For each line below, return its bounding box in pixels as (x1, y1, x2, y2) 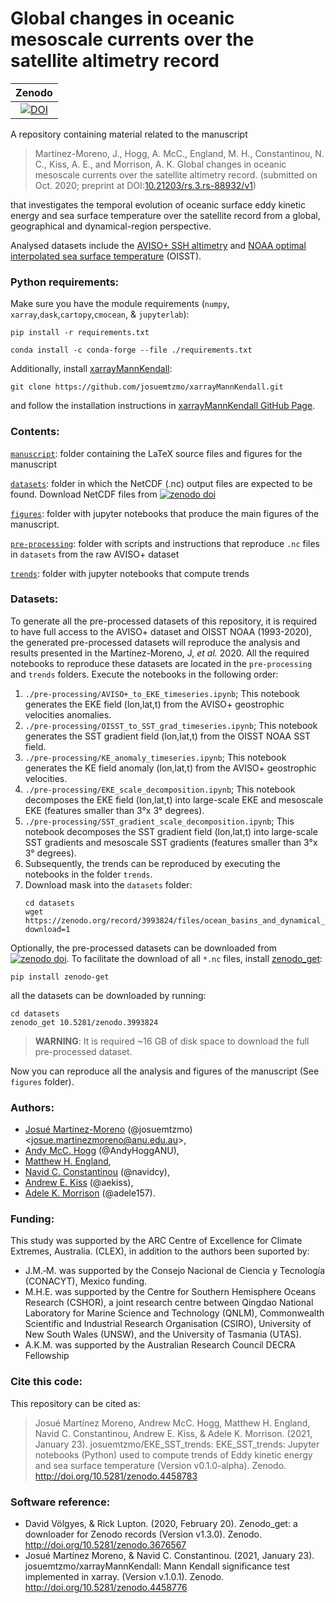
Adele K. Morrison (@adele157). (24, 1187, 156, 1199)
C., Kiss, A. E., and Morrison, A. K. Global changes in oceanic (34, 158, 287, 170)
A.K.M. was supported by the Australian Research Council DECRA (24, 1339, 297, 1351)
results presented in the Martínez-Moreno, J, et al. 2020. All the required (10, 647, 310, 659)
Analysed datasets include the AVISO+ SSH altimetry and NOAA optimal (10, 239, 307, 251)
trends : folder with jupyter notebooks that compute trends (10, 567, 250, 579)
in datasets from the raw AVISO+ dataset (10, 548, 180, 560)
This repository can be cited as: (10, 1397, 141, 1409)
